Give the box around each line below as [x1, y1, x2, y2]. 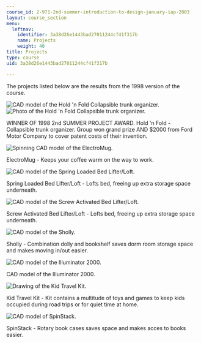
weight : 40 [17, 43, 45, 50]
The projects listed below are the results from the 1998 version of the [6, 82, 180, 89]
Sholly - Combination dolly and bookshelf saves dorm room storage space [6, 240, 194, 247]
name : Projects [17, 37, 56, 43]
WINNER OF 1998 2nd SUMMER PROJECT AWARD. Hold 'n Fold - [6, 119, 171, 126]
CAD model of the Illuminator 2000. [6, 270, 96, 277]
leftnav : [12, 26, 34, 32]
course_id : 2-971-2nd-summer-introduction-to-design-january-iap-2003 [6, 9, 190, 15]
